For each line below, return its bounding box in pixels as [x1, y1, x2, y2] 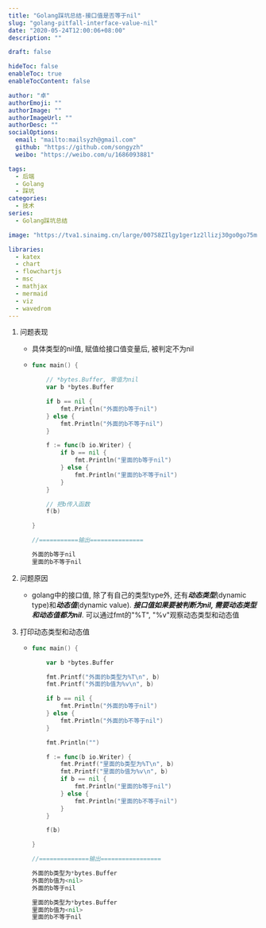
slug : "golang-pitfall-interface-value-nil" [8, 19, 158, 27]
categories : [8, 195, 48, 203]
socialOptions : [8, 129, 59, 137]
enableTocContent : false [8, 77, 91, 85]
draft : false [8, 48, 52, 56]
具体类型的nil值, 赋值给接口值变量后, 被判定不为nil [31, 344, 195, 354]
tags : [8, 164, 26, 173]
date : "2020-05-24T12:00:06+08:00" [8, 26, 126, 34]
